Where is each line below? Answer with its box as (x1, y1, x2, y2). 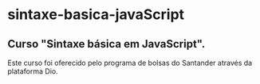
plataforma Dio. (7, 67, 58, 76)
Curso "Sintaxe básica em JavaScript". (7, 37, 206, 51)
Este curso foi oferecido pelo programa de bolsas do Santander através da (7, 58, 253, 67)
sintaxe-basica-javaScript (7, 6, 185, 24)
